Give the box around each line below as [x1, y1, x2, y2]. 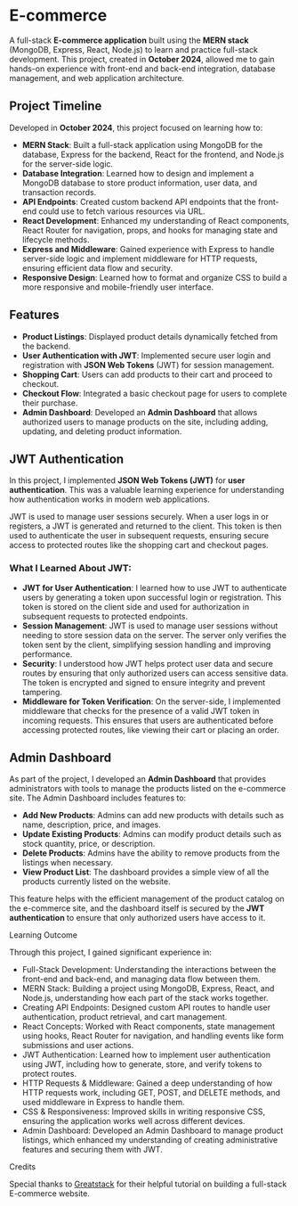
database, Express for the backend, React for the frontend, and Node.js [21, 149, 285, 160]
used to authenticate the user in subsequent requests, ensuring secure [9, 530, 270, 541]
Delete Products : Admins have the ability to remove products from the [21, 848, 280, 858]
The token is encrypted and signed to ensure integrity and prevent [21, 677, 266, 687]
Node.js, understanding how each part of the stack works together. [21, 993, 269, 1004]
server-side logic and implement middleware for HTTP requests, [21, 253, 258, 264]
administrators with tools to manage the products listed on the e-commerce [9, 783, 286, 794]
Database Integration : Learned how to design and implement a [21, 168, 254, 178]
